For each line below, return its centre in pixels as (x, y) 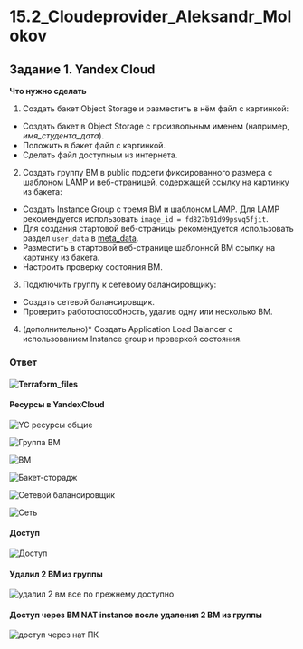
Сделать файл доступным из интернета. (100, 155)
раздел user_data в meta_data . (80, 238)
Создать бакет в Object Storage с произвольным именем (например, (156, 126)
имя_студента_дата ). (63, 136)
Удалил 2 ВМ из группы (56, 574)
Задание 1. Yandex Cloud (82, 69)
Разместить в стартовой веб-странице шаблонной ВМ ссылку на (149, 248)
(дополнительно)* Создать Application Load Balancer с (128, 329)
